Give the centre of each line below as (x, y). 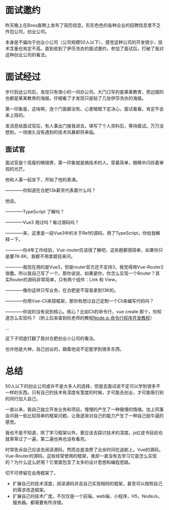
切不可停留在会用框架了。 (32, 473)
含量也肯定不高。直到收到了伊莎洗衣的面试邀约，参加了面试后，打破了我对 (87, 48)
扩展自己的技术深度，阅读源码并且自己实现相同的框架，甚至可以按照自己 (87, 483)
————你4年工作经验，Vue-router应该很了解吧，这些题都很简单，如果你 (82, 250)
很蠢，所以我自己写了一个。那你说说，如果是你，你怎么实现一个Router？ (80, 273)
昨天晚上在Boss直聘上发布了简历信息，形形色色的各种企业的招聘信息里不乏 (83, 25)
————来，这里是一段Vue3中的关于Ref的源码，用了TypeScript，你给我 (80, 233)
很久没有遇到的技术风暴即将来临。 (62, 132)
